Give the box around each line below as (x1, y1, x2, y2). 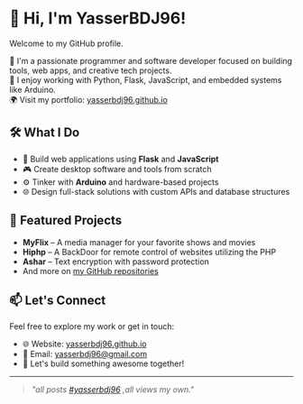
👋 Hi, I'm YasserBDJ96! (9, 8, 187, 29)
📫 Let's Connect (9, 292, 106, 308)
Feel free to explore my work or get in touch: (9, 321, 175, 332)
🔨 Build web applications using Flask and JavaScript (22, 153, 219, 164)
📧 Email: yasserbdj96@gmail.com (22, 349, 147, 360)
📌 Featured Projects (9, 213, 123, 228)
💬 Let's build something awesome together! (22, 358, 185, 369)
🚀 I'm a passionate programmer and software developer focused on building (9, 55, 293, 66)
